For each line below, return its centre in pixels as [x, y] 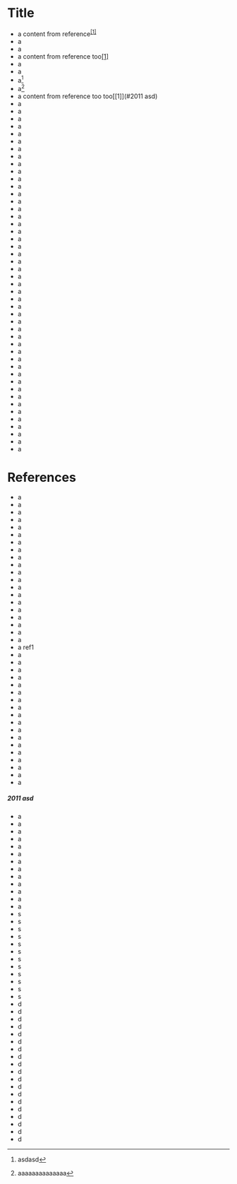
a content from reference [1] [57, 33]
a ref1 [25, 647]
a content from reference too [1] [63, 56]
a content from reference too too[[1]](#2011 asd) [87, 96]
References [42, 478]
